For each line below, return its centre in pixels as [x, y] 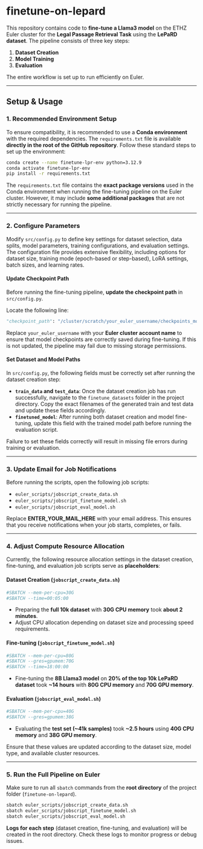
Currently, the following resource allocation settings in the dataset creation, [100, 559]
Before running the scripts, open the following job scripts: [78, 483]
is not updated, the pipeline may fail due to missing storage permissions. [96, 345]
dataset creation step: [34, 379]
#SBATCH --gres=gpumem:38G [40, 717]
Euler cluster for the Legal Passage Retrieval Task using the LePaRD [92, 34]
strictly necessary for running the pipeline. [59, 204]
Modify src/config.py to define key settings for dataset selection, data [94, 239]
